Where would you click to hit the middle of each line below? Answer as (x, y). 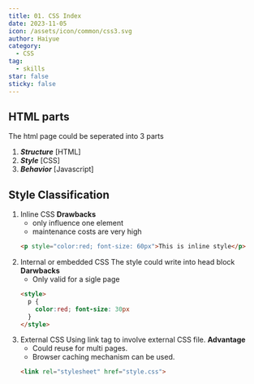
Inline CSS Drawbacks (58, 214)
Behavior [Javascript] (57, 169)
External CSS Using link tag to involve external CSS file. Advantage (133, 340)
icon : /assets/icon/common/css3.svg (70, 31)
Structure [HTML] (50, 152)
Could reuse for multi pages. (80, 348)
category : (25, 46)
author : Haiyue (34, 39)
